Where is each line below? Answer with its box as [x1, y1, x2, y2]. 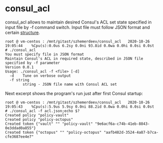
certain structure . [5, 29, 40, 35]
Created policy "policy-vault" [5, 113, 69, 118]
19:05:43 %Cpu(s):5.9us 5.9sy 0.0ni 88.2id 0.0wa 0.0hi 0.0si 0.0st [5, 104, 154, 109]
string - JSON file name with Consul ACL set [23, 82, 117, 87]
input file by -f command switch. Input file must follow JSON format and [5, 24, 150, 30]
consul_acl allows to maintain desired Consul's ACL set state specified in [5, 19, 152, 25]
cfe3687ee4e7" [5, 134, 34, 139]
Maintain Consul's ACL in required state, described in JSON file [5, 56, 143, 61]
